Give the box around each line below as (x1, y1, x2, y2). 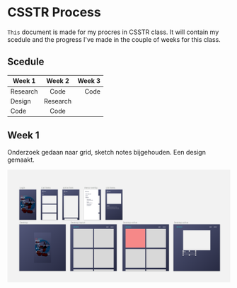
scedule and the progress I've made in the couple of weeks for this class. (7, 35, 221, 43)
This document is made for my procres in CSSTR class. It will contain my (7, 28, 219, 36)
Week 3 (77, 77, 101, 85)
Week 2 (46, 77, 69, 85)
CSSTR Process (7, 4, 101, 21)
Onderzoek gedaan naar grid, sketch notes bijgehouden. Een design (7, 148, 207, 157)
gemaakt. (7, 155, 35, 164)
